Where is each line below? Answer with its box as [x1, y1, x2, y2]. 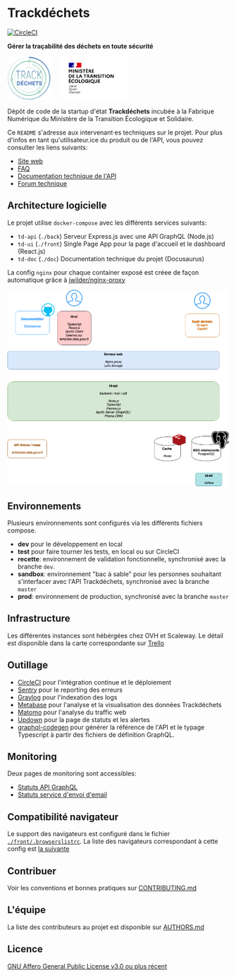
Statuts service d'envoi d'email [17, 790, 108, 799]
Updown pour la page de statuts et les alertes [17, 715, 150, 723]
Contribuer [7, 865, 56, 877]
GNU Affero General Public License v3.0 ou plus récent [7, 962, 168, 970]
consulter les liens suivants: [7, 143, 88, 151]
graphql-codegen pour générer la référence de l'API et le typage [17, 723, 205, 731]
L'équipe [7, 904, 46, 916]
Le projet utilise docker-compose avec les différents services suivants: [7, 218, 207, 227]
